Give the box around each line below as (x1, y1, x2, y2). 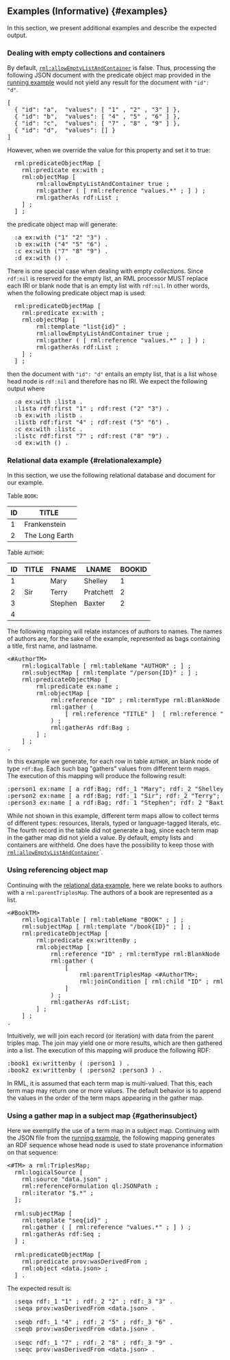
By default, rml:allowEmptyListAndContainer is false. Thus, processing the (7, 64, 216, 72)
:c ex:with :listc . (14, 425, 84, 433)
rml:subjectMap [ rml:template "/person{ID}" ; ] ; (21, 669, 199, 677)
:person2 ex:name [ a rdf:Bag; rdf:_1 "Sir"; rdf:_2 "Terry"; (7, 792, 220, 800)
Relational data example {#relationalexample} (7, 456, 162, 465)
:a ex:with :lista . (14, 398, 84, 406)
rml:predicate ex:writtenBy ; (36, 936, 138, 944)
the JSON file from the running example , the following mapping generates (7, 1134, 216, 1142)
